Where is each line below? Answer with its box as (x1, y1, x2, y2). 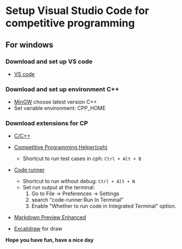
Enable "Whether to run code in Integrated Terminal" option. (31, 203, 177, 210)
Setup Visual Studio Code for (5, 4, 150, 18)
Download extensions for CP (5, 119, 88, 127)
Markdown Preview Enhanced (13, 214, 86, 221)
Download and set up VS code (5, 57, 93, 65)
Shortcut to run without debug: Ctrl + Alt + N (22, 178, 135, 185)
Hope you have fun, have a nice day (5, 237, 94, 244)
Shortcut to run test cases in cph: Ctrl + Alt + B (22, 155, 142, 162)
